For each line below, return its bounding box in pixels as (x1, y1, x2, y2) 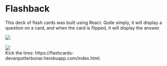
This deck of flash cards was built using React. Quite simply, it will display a (5, 19, 162, 25)
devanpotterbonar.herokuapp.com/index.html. (5, 55, 101, 61)
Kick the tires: (5, 49, 34, 55)
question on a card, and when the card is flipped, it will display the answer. (5, 24, 160, 30)
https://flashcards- (35, 49, 74, 55)
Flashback (5, 3, 50, 14)
